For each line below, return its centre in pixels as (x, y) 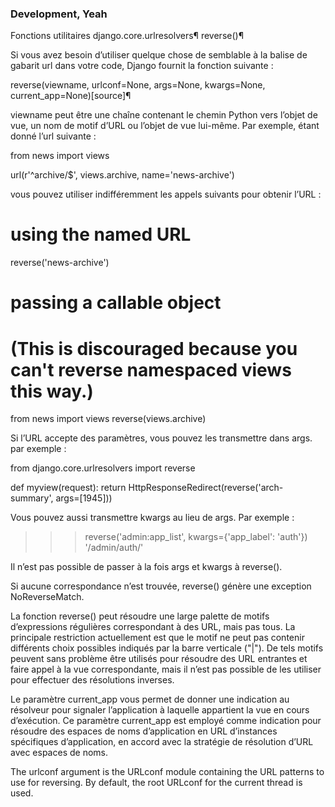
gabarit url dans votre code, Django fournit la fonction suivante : (142, 66)
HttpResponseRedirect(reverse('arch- (206, 488)
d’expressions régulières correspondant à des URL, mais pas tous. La (153, 627)
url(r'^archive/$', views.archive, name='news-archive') (122, 175)
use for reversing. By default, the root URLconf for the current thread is (156, 783)
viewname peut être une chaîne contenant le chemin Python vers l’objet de (164, 115)
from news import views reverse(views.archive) (108, 419)
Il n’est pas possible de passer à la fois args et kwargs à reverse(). (146, 567)
